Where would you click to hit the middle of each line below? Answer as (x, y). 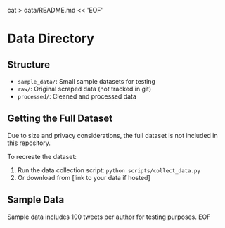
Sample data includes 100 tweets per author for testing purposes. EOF (109, 217)
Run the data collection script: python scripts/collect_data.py (109, 170)
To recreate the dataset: (42, 156)
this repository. (29, 143)
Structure (29, 64)
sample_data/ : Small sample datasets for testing (86, 81)
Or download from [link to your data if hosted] (84, 177)
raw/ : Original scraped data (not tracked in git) (84, 89)
